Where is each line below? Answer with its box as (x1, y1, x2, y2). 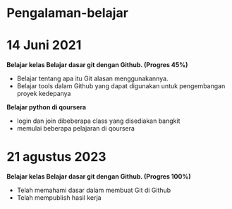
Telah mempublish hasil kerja (16, 193, 102, 202)
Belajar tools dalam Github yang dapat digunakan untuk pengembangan (16, 82, 226, 90)
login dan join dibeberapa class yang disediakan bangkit (16, 117, 181, 125)
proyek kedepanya (16, 90, 71, 98)
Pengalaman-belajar (6, 5, 128, 21)
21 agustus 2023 (6, 149, 106, 165)
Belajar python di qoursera (6, 103, 86, 112)
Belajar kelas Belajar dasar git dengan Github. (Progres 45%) (6, 61, 188, 69)
